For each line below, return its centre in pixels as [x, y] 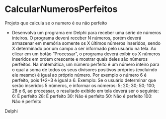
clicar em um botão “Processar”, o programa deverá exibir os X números [86, 54]
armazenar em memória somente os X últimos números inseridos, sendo [86, 43]
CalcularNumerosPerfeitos [61, 9]
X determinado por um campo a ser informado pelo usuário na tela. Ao [84, 48]
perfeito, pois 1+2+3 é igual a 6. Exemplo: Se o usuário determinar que [84, 80]
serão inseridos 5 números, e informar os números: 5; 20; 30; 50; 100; [83, 85]
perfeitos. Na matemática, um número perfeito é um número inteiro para [85, 64]
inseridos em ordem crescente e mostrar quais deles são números [80, 59]
